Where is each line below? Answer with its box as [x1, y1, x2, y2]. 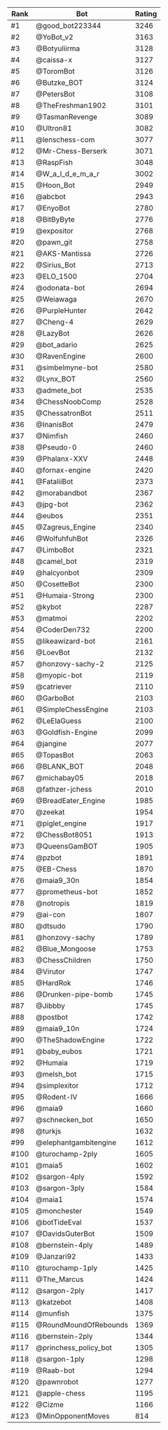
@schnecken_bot [36, 1115, 93, 1124]
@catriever [36, 682, 72, 692]
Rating [134, 9, 157, 18]
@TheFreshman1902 [36, 101, 106, 110]
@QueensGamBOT [36, 842, 98, 851]
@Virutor [36, 967, 65, 976]
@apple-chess [36, 1389, 85, 1398]
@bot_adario [36, 340, 78, 349]
